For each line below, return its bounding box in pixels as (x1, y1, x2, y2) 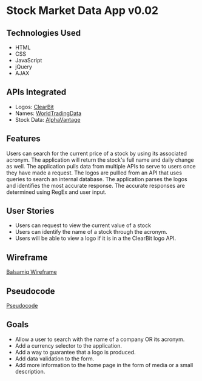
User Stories (6, 206, 55, 216)
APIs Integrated (6, 87, 67, 98)
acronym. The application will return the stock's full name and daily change (6, 156, 194, 164)
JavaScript (15, 57, 42, 64)
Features (6, 134, 41, 144)
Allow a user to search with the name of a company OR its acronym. (15, 336, 185, 343)
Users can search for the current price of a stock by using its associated (6, 150, 187, 157)
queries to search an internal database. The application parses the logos (6, 175, 187, 182)
